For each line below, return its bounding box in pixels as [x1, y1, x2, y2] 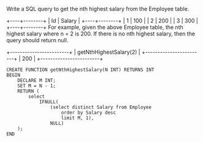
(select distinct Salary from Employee [50, 104, 152, 110]
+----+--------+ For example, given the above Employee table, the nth [6, 24, 183, 31]
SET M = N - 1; [17, 83, 56, 89]
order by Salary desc [61, 110, 116, 116]
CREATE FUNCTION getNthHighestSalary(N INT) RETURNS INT [6, 67, 155, 73]
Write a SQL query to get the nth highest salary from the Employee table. [6, 6, 190, 12]
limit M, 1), [61, 115, 95, 121]
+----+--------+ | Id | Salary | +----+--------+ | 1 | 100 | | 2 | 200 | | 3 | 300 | [6, 17, 199, 24]
